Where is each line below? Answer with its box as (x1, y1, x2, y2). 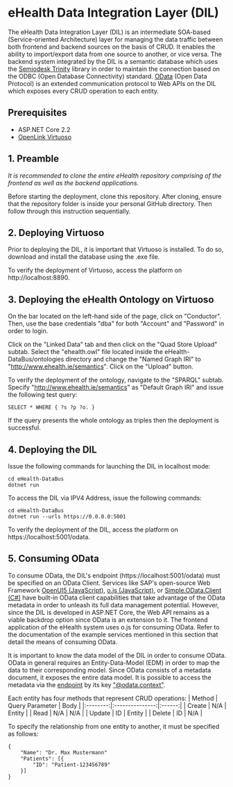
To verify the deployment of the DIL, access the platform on (8, 525, 179, 534)
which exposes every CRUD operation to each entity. (8, 87, 159, 95)
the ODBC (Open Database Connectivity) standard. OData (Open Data (8, 71, 207, 81)
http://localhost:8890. (8, 273, 70, 282)
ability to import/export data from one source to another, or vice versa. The (8, 50, 223, 58)
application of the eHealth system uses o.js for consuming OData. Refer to (8, 623, 220, 631)
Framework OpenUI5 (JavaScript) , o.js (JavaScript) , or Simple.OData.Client (8, 586, 222, 594)
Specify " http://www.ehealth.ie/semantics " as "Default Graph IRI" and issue (8, 383, 224, 391)
